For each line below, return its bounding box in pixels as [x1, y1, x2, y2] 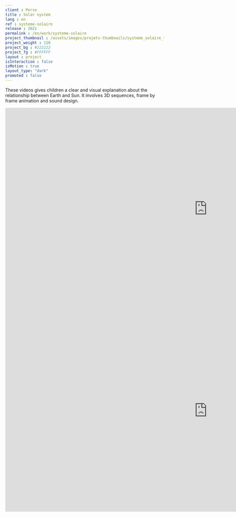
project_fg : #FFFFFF [5, 49, 51, 55]
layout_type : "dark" [5, 69, 49, 74]
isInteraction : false [5, 59, 53, 64]
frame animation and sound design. [5, 97, 79, 104]
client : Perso [5, 7, 37, 13]
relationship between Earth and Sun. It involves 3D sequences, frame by [5, 92, 155, 98]
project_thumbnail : [5, 36, 49, 41]
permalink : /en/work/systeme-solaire [5, 31, 87, 36]
